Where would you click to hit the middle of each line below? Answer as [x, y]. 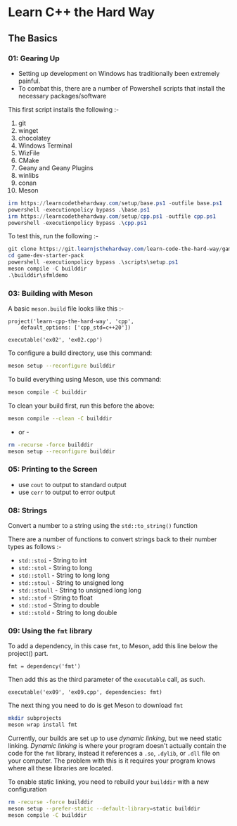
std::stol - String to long [55, 568]
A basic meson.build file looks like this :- [66, 309]
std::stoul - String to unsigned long [71, 583]
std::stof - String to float [56, 598]
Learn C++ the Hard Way [82, 12]
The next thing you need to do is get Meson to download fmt [96, 705]
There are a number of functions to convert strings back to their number [113, 539]
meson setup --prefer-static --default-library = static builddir [104, 808]
